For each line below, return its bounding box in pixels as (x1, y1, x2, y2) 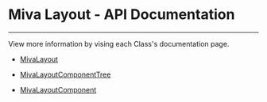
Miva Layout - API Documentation (8, 6, 235, 24)
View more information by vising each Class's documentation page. (8, 39, 230, 48)
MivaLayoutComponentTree (19, 70, 111, 79)
